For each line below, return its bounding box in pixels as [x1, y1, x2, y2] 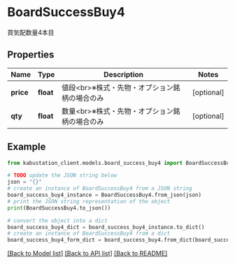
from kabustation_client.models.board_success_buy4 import [7, 159, 183, 166]
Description [104, 69, 144, 79]
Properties [7, 49, 55, 61]
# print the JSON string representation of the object [7, 198, 171, 205]
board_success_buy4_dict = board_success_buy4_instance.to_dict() [7, 223, 205, 230]
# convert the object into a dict [7, 217, 108, 224]
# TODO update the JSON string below [7, 172, 117, 179]
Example [7, 141, 46, 153]
